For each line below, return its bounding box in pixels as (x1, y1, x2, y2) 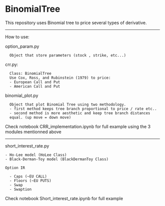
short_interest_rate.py (5, 143, 50, 148)
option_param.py (5, 43, 39, 49)
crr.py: (5, 61, 19, 67)
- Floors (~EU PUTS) (9, 178, 52, 183)
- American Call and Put (9, 84, 60, 89)
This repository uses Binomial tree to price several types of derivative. (5, 20, 147, 26)
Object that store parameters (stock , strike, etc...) (9, 53, 126, 58)
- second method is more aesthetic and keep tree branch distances (9, 111, 151, 116)
